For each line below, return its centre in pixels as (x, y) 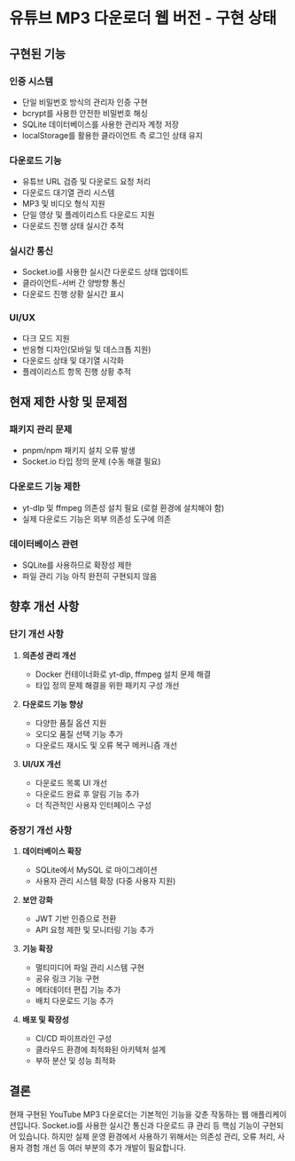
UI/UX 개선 (42, 764)
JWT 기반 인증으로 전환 (76, 919)
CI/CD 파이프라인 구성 (74, 1039)
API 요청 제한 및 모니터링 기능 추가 (95, 930)
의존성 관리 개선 (49, 655)
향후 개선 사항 (44, 607)
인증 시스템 (31, 81)
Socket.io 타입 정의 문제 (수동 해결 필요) (91, 461)
